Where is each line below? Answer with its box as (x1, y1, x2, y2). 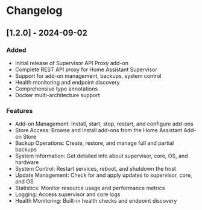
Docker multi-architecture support (14, 91, 101, 98)
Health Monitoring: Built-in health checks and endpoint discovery (14, 197, 177, 205)
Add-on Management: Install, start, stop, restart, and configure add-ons (14, 120, 194, 127)
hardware (14, 159, 39, 166)
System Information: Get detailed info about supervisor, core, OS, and (14, 152, 188, 160)
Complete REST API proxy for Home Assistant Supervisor (14, 66, 157, 73)
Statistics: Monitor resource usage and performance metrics (14, 185, 165, 192)
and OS (14, 178, 34, 185)
